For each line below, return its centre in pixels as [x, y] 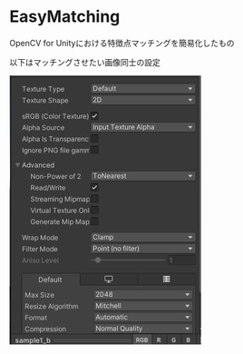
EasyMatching [65, 17]
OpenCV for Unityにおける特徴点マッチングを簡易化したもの [122, 43]
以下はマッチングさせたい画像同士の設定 [85, 62]
